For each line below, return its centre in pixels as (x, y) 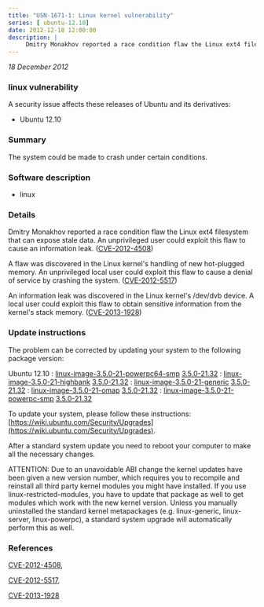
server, (20, 519)
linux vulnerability (43, 87)
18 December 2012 (38, 67)
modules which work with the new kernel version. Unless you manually (123, 503)
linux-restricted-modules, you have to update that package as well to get (126, 494)
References (31, 548)
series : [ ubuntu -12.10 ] (49, 23)
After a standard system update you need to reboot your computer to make (130, 445)
